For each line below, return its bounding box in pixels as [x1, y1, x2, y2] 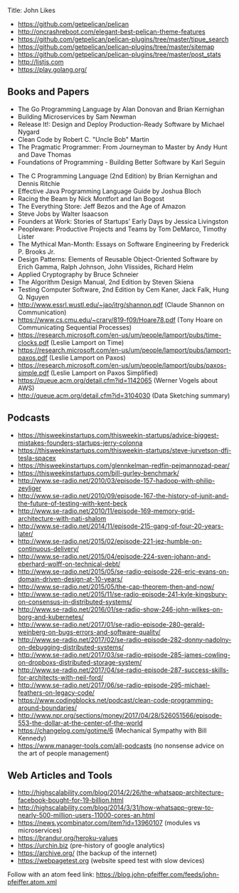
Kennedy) [17, 733, 47, 742]
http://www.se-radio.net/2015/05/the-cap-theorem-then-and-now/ [17, 582, 215, 591]
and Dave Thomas [17, 150, 72, 159]
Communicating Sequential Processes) [17, 323, 132, 331]
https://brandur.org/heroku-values [17, 834, 119, 842]
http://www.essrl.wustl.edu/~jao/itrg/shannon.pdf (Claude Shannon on [17, 300, 225, 309]
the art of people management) [17, 748, 110, 758]
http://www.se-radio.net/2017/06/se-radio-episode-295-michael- [17, 681, 211, 689]
